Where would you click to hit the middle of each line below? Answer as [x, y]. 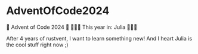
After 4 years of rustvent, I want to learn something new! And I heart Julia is [99, 38]
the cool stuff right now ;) [37, 45]
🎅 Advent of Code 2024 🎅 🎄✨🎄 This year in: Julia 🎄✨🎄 [72, 27]
